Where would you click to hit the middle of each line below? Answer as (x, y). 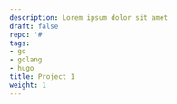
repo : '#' (28, 34)
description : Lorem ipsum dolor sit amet (89, 18)
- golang (26, 60)
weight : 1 (28, 85)
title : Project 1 (42, 77)
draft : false (34, 26)
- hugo (22, 69)
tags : (20, 43)
